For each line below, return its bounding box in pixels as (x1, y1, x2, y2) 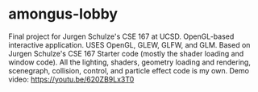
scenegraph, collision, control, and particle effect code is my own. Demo (8, 65, 250, 75)
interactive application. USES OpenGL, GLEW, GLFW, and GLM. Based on (8, 40, 251, 49)
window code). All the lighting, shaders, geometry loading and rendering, (8, 57, 252, 67)
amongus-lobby (8, 5, 119, 23)
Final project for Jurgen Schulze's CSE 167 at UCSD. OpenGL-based (8, 31, 235, 41)
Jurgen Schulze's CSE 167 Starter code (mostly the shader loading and (8, 48, 244, 58)
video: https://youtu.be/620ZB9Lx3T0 (8, 74, 135, 84)
